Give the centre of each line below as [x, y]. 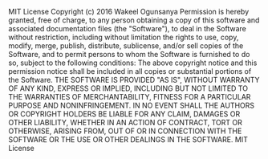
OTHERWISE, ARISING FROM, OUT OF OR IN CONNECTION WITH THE [125, 131]
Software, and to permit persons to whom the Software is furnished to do [129, 54]
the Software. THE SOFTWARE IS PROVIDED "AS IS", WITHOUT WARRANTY [134, 80]
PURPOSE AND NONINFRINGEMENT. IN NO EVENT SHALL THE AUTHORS [132, 105]
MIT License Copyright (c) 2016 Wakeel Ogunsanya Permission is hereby [129, 12]
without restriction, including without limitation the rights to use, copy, [124, 37]
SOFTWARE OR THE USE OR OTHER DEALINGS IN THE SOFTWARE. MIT [128, 139]
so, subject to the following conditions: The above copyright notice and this [133, 63]
